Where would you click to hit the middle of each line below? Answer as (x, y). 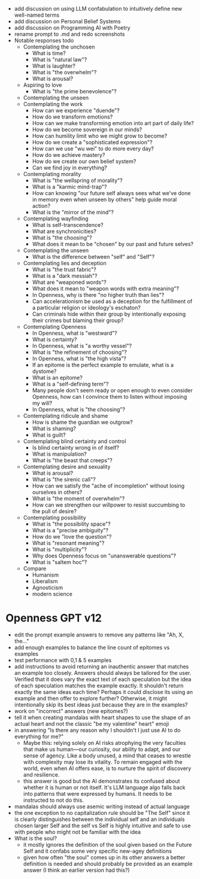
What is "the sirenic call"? (64, 479)
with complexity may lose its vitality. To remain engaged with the (103, 762)
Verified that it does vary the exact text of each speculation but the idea (103, 679)
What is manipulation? (60, 454)
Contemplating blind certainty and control (75, 441)
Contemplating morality (52, 174)
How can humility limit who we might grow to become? (100, 136)
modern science (52, 594)
